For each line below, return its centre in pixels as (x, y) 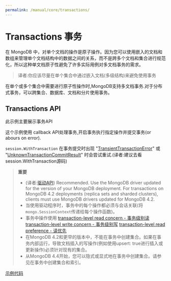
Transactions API (33, 108)
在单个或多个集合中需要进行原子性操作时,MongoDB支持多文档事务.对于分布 (84, 86)
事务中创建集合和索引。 (59, 263)
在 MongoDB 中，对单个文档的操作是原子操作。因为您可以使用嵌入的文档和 (84, 52)
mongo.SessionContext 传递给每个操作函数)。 (71, 212)
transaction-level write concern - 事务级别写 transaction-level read (95, 225)
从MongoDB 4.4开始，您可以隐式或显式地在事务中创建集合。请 (91, 256)
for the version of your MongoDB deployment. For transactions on (94, 189)
